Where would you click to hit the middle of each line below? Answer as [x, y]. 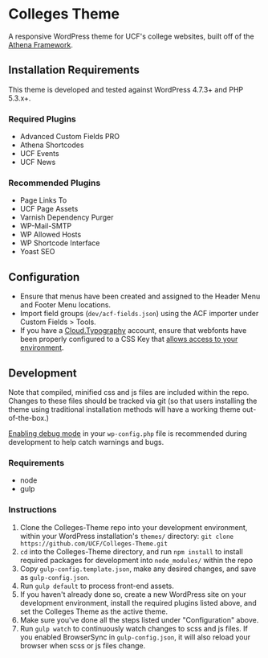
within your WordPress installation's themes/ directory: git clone [127, 536]
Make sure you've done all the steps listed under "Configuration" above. [139, 619]
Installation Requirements [74, 70]
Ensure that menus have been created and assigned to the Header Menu [140, 296]
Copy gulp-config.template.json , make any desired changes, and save [138, 569]
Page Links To [43, 200]
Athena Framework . [41, 44]
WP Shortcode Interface [60, 243]
